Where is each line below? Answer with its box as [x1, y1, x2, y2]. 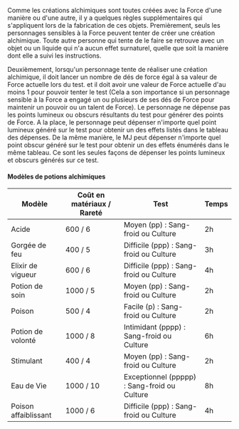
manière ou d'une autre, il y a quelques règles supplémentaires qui [7, 14, 203, 22]
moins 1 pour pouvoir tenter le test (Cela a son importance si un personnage [7, 88, 230, 96]
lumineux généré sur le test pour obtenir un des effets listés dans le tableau [7, 126, 229, 134]
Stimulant [11, 356, 43, 366]
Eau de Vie [11, 381, 48, 391]
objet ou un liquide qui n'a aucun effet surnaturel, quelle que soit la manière [7, 44, 229, 52]
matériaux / [70, 199, 112, 209]
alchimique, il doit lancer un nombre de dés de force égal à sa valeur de [7, 73, 218, 81]
